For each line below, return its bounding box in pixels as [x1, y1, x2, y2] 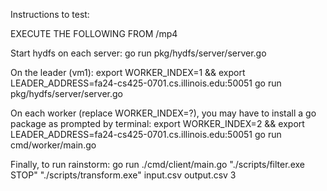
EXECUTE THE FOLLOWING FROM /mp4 [10, 28, 178, 39]
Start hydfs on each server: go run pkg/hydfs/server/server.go [10, 47, 267, 59]
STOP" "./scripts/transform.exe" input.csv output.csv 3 [10, 169, 237, 181]
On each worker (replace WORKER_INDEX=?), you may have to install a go [10, 107, 317, 119]
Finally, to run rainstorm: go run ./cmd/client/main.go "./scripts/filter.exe [10, 159, 305, 170]
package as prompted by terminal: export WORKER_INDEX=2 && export [10, 118, 305, 129]
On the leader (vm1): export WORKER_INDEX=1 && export [10, 67, 246, 78]
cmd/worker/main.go [10, 139, 97, 151]
